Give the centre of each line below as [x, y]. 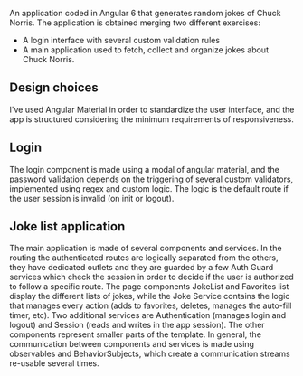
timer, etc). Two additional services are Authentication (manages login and [148, 315]
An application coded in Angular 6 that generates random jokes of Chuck [146, 13]
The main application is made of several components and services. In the [146, 249]
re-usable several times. [54, 363]
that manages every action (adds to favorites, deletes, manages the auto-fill [151, 305]
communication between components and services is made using [132, 344]
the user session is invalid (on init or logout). [92, 198]
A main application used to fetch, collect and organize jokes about [146, 50]
